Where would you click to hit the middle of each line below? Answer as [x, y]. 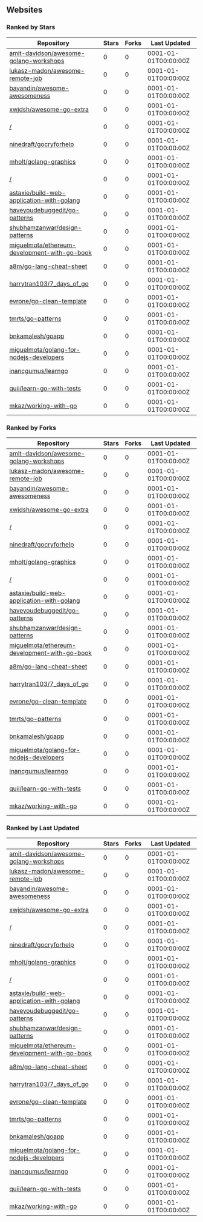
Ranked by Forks [31, 428]
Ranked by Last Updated [43, 828]
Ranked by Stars [31, 27]
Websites [24, 10]
